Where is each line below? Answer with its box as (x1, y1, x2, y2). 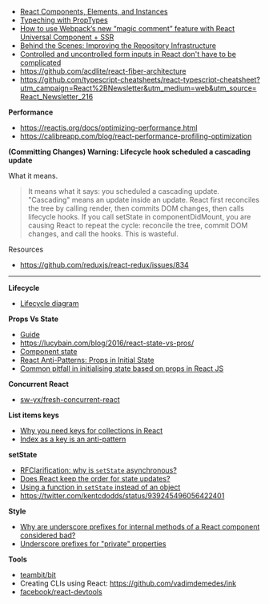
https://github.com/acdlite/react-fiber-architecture (19, 66, 187, 75)
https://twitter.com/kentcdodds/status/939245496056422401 (19, 491, 225, 500)
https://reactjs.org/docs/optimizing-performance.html (19, 123, 198, 132)
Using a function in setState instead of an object (19, 482, 181, 492)
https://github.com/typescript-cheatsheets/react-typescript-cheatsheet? (19, 75, 260, 84)
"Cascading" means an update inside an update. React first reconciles (27, 195, 260, 204)
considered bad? (19, 530, 76, 540)
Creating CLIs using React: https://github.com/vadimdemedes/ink (19, 578, 237, 588)
